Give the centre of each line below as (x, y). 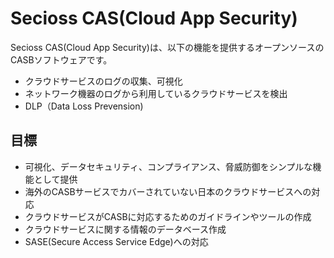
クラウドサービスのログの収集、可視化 (103, 81)
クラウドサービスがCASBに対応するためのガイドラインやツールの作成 (168, 216)
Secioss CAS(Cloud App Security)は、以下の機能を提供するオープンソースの (167, 47)
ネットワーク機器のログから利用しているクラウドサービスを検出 (156, 93)
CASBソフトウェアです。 (61, 59)
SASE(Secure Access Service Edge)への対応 (116, 241)
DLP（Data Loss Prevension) (84, 106)
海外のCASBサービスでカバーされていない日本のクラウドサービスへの (168, 191)
